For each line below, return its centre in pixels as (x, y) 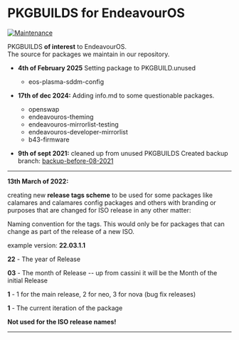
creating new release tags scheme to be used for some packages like (110, 195)
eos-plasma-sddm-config (66, 81)
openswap (44, 109)
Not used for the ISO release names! (62, 322)
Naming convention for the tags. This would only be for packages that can (116, 224)
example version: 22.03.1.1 (47, 245)
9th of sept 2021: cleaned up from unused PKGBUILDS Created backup (123, 153)
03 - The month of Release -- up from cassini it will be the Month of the (112, 272)
